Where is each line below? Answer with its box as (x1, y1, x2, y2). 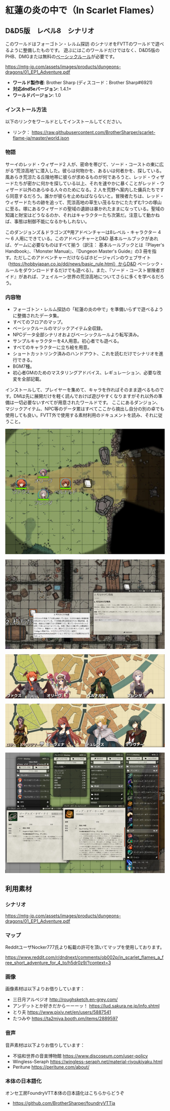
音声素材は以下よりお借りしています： (5, 1042, 85, 1048)
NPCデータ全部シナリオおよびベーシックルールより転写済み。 (12, 331, 142, 337)
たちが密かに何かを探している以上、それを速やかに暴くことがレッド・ (14, 180, 160, 186)
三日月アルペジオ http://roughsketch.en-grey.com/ (12, 996, 118, 1002)
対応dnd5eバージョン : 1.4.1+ (12, 86, 72, 92)
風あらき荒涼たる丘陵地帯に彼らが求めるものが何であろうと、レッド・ (5, 173, 152, 180)
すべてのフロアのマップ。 (12, 319, 66, 325)
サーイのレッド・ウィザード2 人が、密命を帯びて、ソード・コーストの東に (5, 161, 159, 167)
